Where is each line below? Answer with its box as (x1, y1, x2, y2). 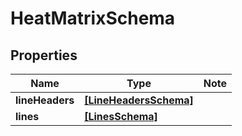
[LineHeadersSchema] (84, 93, 194, 107)
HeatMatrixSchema (10, 7, 176, 30)
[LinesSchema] (84, 110, 158, 123)
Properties (10, 47, 78, 64)
